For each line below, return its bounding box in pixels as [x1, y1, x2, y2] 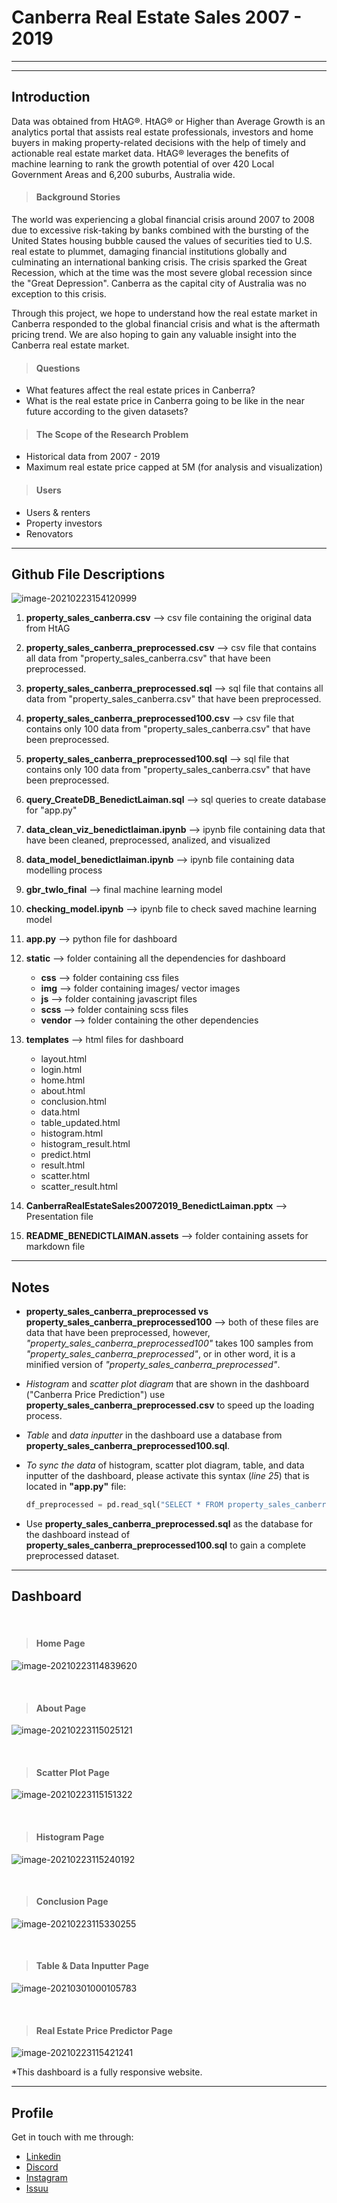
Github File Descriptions [11, 566, 166, 583]
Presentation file [25, 1211, 94, 1223]
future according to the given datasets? [25, 406, 189, 418]
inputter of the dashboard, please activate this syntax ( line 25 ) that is [25, 1470, 310, 1482]
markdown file [25, 1241, 86, 1253]
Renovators [25, 527, 74, 540]
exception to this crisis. [11, 287, 107, 300]
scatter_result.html [40, 1181, 118, 1193]
